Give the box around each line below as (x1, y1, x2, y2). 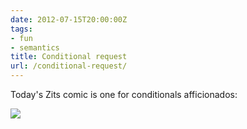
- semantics (10, 42, 60, 53)
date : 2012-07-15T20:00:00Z (10, 14, 128, 25)
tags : (10, 24, 33, 34)
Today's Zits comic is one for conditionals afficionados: (10, 89, 238, 100)
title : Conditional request (10, 52, 128, 62)
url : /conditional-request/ (10, 61, 128, 71)
